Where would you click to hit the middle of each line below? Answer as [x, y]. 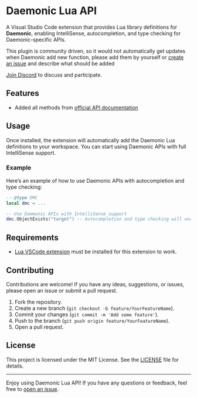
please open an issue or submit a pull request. [62, 290]
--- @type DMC [22, 198]
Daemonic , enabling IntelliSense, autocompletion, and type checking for [93, 33]
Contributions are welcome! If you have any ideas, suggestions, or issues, [95, 284]
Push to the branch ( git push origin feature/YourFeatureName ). [92, 320]
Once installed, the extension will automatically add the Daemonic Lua [91, 140]
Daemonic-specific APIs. [36, 39]
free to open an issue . [33, 389]
